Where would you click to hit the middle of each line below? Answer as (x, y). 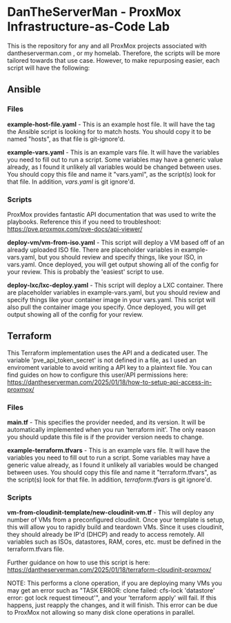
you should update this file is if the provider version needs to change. (106, 437)
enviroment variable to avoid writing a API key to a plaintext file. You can (110, 367)
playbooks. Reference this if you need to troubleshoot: (84, 221)
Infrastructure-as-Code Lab (89, 27)
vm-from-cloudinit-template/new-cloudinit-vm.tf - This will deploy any (111, 513)
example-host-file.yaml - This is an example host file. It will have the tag (111, 124)
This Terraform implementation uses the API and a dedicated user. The (108, 353)
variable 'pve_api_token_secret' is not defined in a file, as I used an (102, 360)
